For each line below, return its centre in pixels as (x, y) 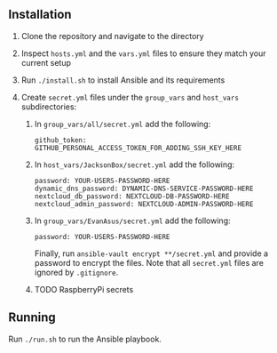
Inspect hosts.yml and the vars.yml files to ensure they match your (144, 53)
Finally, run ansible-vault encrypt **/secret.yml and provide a (151, 253)
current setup (46, 62)
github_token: (60, 140)
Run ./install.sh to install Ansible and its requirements (123, 80)
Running (32, 318)
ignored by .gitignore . (76, 272)
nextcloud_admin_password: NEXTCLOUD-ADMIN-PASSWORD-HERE (144, 204)
